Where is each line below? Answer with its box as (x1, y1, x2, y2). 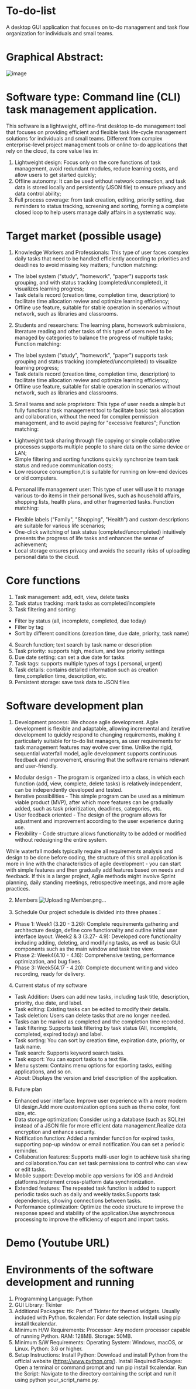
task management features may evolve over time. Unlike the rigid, (14, 744, 173, 751)
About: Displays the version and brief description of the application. (14, 1074, 178, 1081)
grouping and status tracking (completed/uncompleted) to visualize (14, 357, 177, 365)
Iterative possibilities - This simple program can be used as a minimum (14, 792, 185, 799)
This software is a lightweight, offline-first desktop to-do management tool (6, 122, 186, 129)
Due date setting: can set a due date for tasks (14, 654, 125, 661)
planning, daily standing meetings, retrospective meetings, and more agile (6, 879, 184, 886)
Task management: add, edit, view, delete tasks (14, 593, 129, 600)
